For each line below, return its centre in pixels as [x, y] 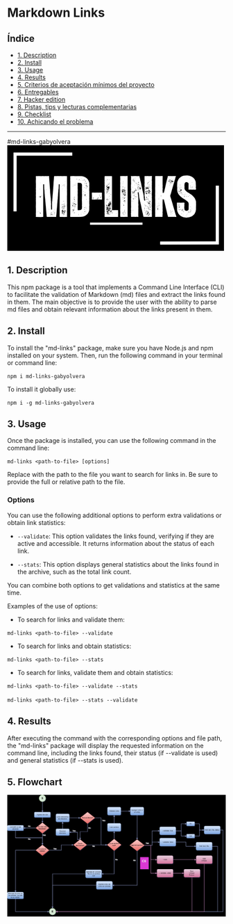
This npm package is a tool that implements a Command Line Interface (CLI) [116, 287]
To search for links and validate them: [71, 619]
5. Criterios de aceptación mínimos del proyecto [86, 84]
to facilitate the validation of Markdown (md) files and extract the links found [116, 294]
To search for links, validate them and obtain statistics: [95, 672]
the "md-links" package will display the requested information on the [105, 745]
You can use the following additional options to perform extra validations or [114, 515]
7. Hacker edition [41, 99]
